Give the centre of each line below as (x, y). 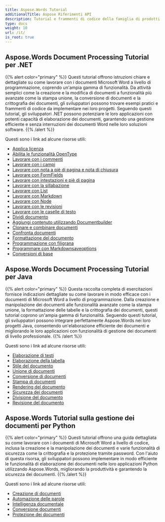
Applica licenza (28, 148)
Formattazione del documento (43, 238)
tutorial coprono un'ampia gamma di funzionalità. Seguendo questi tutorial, (81, 315)
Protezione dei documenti (39, 515)
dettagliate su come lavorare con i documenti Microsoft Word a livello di (78, 82)
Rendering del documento (39, 387)
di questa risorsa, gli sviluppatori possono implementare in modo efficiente (81, 459)
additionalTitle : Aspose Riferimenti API (48, 14)
